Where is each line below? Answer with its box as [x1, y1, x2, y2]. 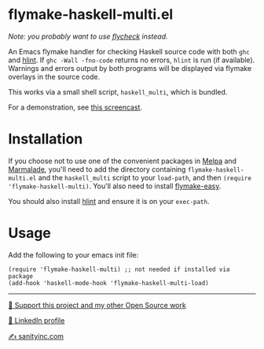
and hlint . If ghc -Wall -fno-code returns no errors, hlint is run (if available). [8, 55, 255, 65]
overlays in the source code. [8, 72, 101, 81]
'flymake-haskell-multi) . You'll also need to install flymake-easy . [8, 181, 222, 191]
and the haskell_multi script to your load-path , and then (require [38, 173, 251, 182]
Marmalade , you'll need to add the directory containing [8, 164, 186, 174]
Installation [8, 130, 83, 148]
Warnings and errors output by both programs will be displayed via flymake [8, 63, 252, 72]
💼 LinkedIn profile [8, 315, 65, 325]
